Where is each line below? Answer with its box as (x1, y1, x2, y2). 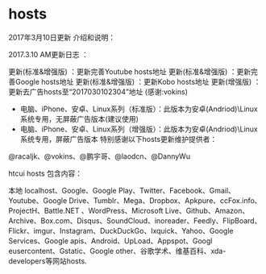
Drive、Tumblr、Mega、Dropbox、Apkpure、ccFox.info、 (69, 195, 262, 205)
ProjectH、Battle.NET (8, 205, 80, 215)
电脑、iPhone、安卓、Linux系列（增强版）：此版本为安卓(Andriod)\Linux (19, 124, 258, 134)
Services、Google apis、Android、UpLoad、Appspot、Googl (8, 235, 213, 246)
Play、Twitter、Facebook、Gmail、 (118, 185, 236, 195)
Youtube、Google (8, 195, 68, 205)
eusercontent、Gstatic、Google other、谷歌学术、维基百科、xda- (8, 246, 227, 255)
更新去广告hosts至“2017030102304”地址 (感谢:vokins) (8, 86, 188, 97)
